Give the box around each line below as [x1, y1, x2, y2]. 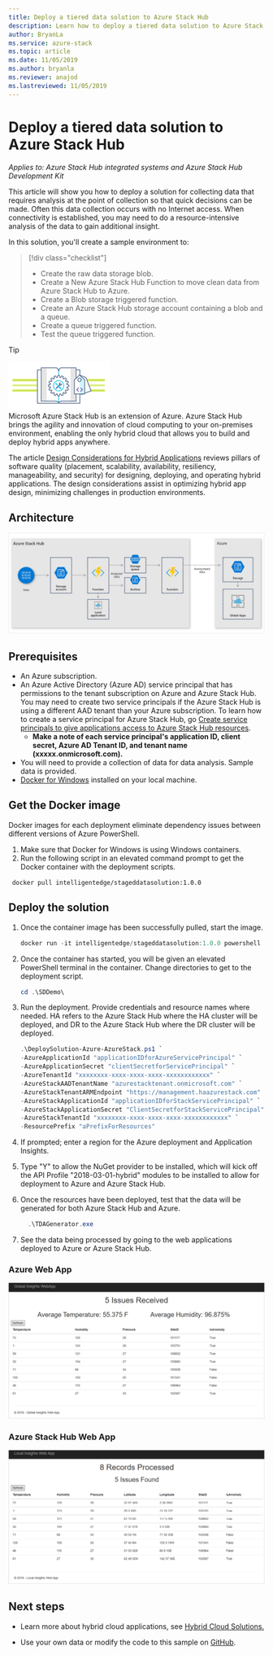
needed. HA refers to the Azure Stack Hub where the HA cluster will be [19, 1011, 258, 1021]
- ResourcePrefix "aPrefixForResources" [19, 1123, 156, 1131]
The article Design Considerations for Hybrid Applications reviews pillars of [8, 453, 261, 462]
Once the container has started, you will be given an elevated [19, 953, 226, 964]
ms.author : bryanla [8, 65, 75, 73]
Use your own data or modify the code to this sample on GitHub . [19, 1637, 236, 1647]
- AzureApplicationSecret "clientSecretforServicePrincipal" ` [19, 1062, 236, 1070]
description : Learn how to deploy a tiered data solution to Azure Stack [8, 21, 264, 30]
